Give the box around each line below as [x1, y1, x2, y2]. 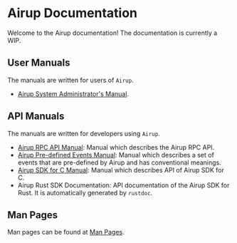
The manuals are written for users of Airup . [7, 76, 134, 84]
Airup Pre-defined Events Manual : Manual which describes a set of [17, 150, 215, 159]
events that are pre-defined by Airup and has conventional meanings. [17, 158, 222, 167]
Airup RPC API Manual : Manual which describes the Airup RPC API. [17, 143, 215, 151]
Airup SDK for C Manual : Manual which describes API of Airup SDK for [17, 165, 224, 174]
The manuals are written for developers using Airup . [7, 129, 160, 138]
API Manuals [7, 110, 65, 123]
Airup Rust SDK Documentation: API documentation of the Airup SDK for [17, 180, 230, 190]
